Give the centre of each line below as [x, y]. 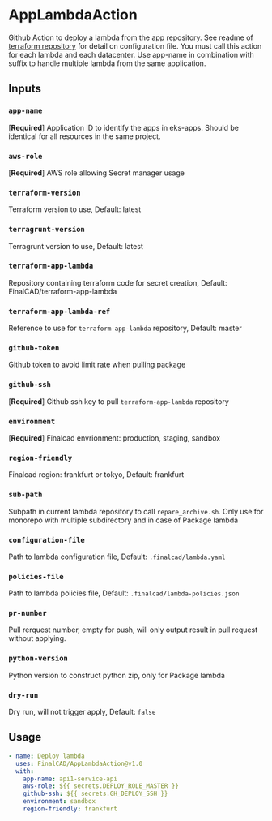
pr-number [28, 613]
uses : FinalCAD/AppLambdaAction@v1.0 [79, 763]
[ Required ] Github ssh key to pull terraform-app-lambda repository [119, 401]
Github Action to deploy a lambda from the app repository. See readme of [131, 37]
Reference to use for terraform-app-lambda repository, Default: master [125, 328]
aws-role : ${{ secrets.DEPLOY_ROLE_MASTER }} [101, 786]
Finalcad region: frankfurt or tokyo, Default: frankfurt [96, 475]
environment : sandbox [59, 802]
